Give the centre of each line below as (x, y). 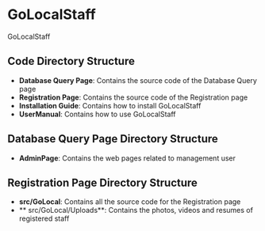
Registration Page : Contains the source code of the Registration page (133, 97)
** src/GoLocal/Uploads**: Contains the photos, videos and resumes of (136, 210)
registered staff (44, 218)
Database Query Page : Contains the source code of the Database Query (138, 80)
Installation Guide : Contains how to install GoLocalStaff (110, 105)
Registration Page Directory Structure (102, 182)
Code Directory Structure (71, 61)
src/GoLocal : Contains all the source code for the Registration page (130, 202)
